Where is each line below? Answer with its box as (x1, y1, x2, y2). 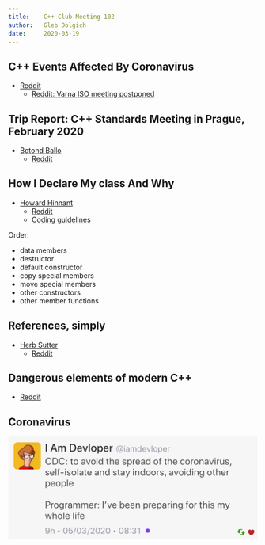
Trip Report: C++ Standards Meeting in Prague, (8, 112, 245, 126)
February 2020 (8, 124, 85, 138)
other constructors (19, 288, 81, 297)
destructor (19, 253, 55, 263)
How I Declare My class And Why (8, 177, 175, 190)
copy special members (19, 270, 95, 280)
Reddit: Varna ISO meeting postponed (31, 90, 155, 99)
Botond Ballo (19, 146, 62, 154)
